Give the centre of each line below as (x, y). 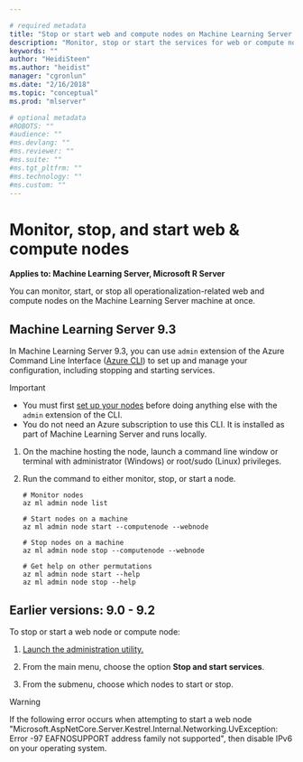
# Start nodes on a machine (75, 519)
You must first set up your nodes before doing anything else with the (150, 405)
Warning (25, 701)
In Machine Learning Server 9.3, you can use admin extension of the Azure (147, 351)
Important (28, 388)
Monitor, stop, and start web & (125, 229)
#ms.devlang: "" (40, 143)
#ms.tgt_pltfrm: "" (46, 168)
